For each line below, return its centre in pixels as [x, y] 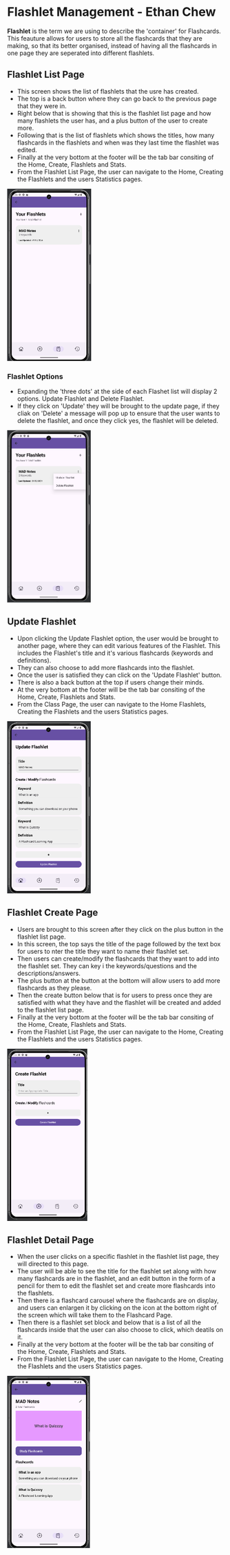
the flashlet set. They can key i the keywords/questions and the [107, 966]
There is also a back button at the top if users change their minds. [111, 682]
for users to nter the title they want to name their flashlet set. [103, 951]
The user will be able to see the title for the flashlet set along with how [117, 1271]
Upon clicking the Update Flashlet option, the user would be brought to [118, 638]
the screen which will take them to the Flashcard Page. [95, 1315]
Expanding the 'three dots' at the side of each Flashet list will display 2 [117, 392]
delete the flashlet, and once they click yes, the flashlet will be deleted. [118, 421]
